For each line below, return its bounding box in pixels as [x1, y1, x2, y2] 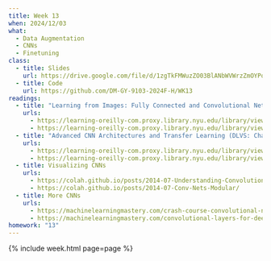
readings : [8, 94, 42, 102]
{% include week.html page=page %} [8, 243, 133, 254]
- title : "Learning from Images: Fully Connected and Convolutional [15, 101, 251, 110]
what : [8, 27, 27, 35]
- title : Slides [15, 64, 70, 72]
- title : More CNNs [15, 191, 81, 200]
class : [8, 57, 31, 65]
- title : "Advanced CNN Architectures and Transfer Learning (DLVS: [15, 131, 251, 139]
